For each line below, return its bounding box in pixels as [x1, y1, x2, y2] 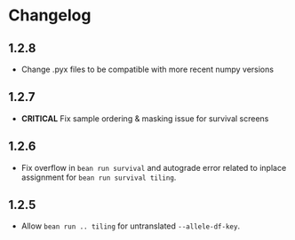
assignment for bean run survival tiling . [20, 172, 177, 182]
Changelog [8, 5, 92, 26]
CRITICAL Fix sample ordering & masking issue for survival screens [20, 112, 269, 124]
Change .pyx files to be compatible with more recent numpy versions [20, 64, 275, 74]
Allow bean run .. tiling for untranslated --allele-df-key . [20, 221, 241, 231]
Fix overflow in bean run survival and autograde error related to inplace [20, 162, 287, 173]
